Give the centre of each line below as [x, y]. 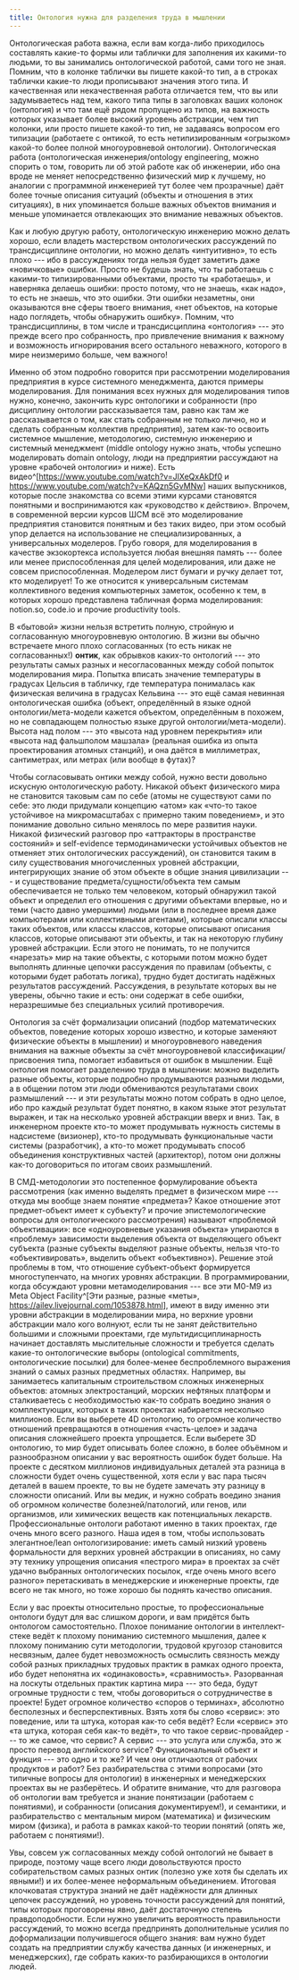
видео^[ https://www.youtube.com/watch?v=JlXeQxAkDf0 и [119, 476]
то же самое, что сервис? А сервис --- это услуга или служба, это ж [150, 1740]
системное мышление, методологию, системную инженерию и [131, 438]
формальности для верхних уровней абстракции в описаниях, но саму [145, 1552]
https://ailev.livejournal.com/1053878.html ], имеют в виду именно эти [139, 1305]
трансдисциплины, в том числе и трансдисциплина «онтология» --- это [147, 326]
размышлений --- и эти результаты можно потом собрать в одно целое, [148, 1098]
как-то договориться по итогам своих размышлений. [111, 1164]
